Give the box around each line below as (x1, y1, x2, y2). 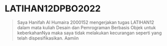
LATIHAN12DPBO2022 (5, 3, 101, 14)
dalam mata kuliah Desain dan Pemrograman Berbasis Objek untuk (17, 24, 156, 30)
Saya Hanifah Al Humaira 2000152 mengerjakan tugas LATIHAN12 (17, 19, 154, 25)
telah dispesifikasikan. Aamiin (17, 35, 79, 41)
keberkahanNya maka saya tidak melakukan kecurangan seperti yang (17, 30, 162, 36)
